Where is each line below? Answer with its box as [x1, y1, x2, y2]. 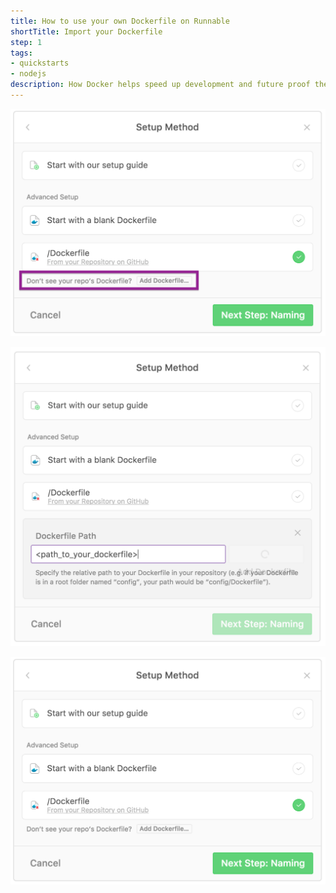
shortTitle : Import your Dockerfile [10, 26, 163, 37]
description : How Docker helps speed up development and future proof [10, 80, 311, 90]
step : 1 [10, 37, 43, 47]
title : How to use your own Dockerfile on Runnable [10, 16, 230, 26]
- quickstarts [10, 58, 70, 69]
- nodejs [10, 69, 47, 79]
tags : [10, 48, 33, 58]
